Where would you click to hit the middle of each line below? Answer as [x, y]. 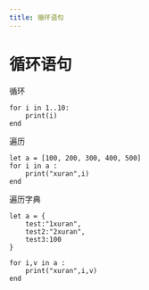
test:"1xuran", [54, 224]
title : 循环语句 [37, 17]
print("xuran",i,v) [62, 270]
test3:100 [44, 239]
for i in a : [33, 166]
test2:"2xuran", [56, 232]
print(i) [41, 116]
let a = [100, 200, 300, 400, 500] [75, 158]
